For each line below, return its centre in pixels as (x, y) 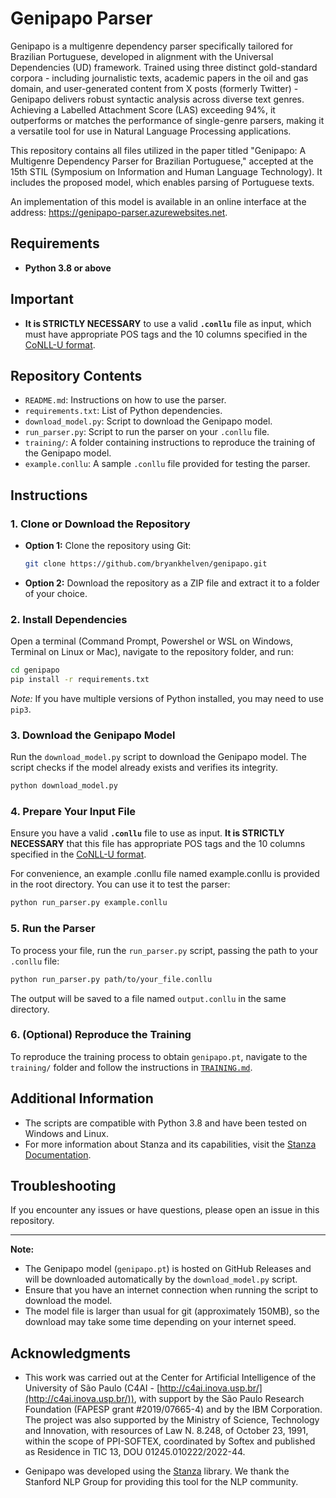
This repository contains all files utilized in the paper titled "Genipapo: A (158, 150)
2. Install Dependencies (69, 619)
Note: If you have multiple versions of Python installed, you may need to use (167, 698)
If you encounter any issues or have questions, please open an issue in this (165, 1210)
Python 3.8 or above (68, 268)
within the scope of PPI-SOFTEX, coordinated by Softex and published (170, 1441)
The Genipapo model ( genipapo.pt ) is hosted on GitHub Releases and (168, 1269)
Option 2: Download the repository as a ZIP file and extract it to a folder (172, 583)
